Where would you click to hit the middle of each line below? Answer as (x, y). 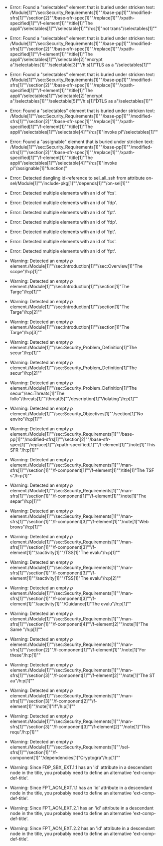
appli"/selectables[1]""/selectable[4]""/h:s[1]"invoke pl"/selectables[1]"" (84, 132)
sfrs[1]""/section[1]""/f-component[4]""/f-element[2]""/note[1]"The (79, 624)
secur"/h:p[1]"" (25, 353)
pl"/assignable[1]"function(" (38, 168)
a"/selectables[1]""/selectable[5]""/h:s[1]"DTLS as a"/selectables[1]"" (81, 101)
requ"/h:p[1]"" (24, 732)
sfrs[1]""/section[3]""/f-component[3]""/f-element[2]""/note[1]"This (80, 727)
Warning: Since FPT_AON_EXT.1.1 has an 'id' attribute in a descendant (81, 788)
